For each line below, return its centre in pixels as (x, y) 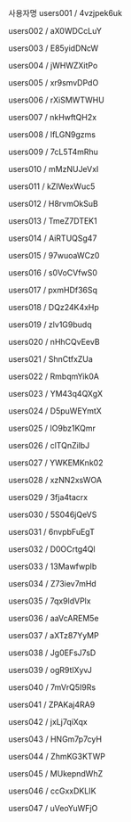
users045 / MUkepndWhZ (56, 773)
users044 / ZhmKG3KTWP (57, 756)
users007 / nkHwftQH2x (53, 117)
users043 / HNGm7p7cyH (55, 739)
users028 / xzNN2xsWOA (55, 480)
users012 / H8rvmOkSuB (53, 204)
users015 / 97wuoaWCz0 (54, 255)
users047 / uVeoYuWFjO (53, 808)
